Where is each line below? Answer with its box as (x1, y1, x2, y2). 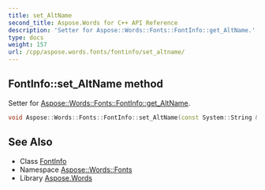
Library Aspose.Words (19, 173, 93, 182)
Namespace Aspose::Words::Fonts (19, 165, 132, 174)
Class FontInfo (19, 156, 67, 166)
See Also (8, 136, 53, 149)
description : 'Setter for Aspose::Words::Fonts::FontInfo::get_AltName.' (8, 26, 256, 34)
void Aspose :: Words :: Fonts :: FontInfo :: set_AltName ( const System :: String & (8, 114, 259, 121)
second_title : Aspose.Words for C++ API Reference (8, 19, 178, 27)
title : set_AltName (8, 11, 73, 20)
